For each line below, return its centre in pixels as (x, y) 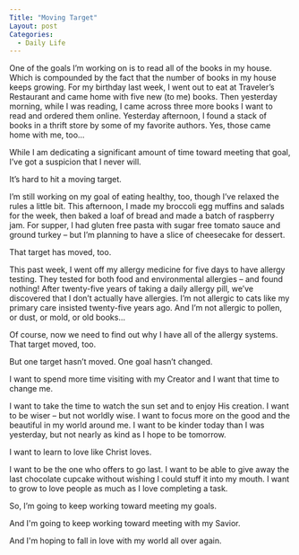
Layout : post (34, 26)
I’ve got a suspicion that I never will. (75, 162)
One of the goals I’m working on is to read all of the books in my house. (141, 68)
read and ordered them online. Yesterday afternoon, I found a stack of (138, 116)
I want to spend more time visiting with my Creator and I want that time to (145, 379)
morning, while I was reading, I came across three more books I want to (141, 106)
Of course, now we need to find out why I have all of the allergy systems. (144, 335)
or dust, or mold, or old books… (68, 317)
